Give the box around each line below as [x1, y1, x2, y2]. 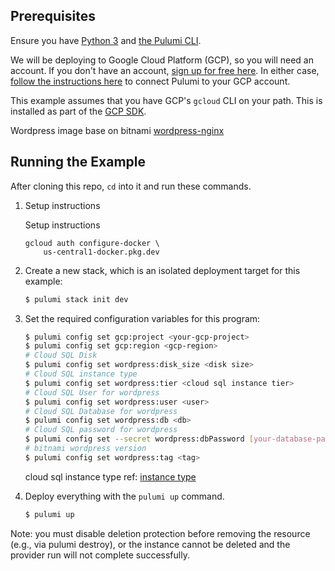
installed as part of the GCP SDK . [10, 105, 147, 117]
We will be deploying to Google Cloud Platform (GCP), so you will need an [10, 54, 314, 66]
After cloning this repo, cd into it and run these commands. [10, 180, 252, 192]
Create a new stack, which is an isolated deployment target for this [24, 264, 301, 276]
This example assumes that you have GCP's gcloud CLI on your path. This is [10, 94, 323, 106]
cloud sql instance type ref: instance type [24, 470, 197, 483]
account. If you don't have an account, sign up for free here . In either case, [10, 64, 320, 76]
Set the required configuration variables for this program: [24, 312, 261, 324]
